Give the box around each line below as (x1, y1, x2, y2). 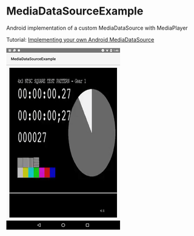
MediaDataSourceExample (6, 4, 144, 18)
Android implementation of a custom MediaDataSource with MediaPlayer (6, 24, 188, 31)
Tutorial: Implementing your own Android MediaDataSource (6, 36, 155, 43)
